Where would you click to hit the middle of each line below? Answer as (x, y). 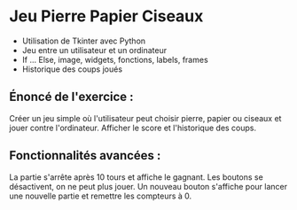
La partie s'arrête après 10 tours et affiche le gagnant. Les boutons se (136, 177)
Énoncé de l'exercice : (72, 97)
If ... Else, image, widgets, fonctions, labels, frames (115, 59)
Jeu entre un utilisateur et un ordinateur (94, 50)
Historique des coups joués (72, 69)
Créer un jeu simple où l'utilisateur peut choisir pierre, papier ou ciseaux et (145, 118)
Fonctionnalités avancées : (85, 156)
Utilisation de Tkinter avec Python (84, 41)
